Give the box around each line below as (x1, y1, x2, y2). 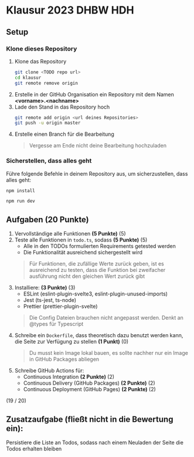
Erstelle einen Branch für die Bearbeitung (14, 130, 114, 138)
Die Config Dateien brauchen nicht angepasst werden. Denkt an (29, 314, 183, 321)
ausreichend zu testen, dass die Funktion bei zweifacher (29, 267, 166, 274)
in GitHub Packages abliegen (29, 356, 100, 363)
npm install (6, 187, 35, 194)
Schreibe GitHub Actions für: (14, 367, 84, 374)
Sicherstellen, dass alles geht (6, 157, 92, 165)
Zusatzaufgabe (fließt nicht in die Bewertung (6, 414, 173, 424)
